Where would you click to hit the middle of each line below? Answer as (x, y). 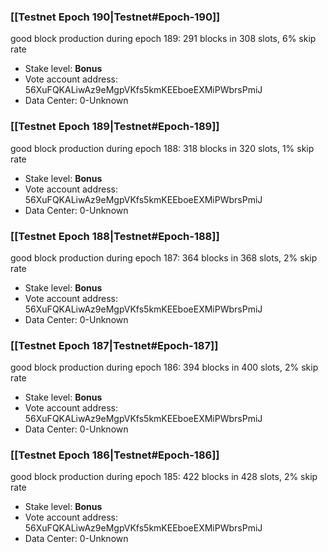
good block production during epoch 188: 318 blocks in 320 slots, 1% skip (162, 148)
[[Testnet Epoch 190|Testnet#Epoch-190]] (115, 17)
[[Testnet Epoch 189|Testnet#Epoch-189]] (115, 127)
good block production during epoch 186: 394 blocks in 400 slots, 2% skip (164, 367)
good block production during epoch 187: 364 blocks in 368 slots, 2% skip (164, 257)
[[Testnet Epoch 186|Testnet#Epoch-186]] (115, 455)
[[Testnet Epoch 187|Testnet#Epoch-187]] (114, 345)
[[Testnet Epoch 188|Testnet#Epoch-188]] (115, 236)
